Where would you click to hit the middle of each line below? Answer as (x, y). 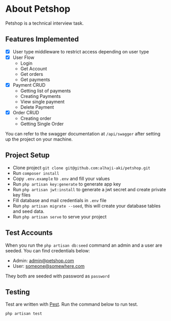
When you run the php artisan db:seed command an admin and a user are (84, 245)
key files (22, 195)
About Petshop (38, 9)
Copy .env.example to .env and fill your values (61, 178)
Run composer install (36, 173)
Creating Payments (40, 96)
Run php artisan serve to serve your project (60, 216)
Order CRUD (26, 112)
